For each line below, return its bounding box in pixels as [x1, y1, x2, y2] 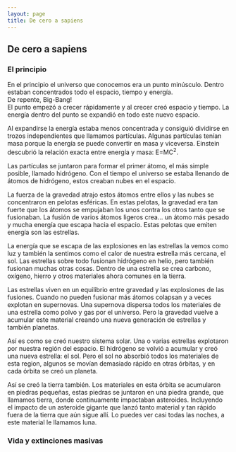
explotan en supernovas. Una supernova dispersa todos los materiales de [7, 300, 221, 308]
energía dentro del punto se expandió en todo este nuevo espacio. [7, 110, 200, 119]
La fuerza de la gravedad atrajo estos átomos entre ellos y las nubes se [7, 190, 215, 199]
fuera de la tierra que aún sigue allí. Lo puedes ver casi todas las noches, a [7, 410, 225, 419]
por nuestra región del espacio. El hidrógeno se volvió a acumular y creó [7, 344, 218, 352]
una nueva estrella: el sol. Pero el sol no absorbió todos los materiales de [7, 352, 219, 360]
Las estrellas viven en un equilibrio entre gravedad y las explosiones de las [7, 285, 225, 294]
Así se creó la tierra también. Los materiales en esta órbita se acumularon [7, 380, 221, 389]
